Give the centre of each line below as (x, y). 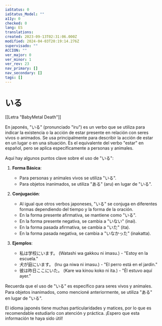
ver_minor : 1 (18, 59)
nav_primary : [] (21, 69)
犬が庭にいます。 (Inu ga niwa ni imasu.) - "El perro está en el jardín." (88, 264)
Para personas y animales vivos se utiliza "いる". (68, 178)
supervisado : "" (21, 46)
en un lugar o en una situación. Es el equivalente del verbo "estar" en (74, 143)
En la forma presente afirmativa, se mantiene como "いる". (78, 215)
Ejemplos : (22, 243)
